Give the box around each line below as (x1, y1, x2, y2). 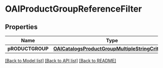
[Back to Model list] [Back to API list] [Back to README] (5, 58, 116, 64)
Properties (5, 23, 38, 31)
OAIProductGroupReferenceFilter (5, 3, 142, 15)
